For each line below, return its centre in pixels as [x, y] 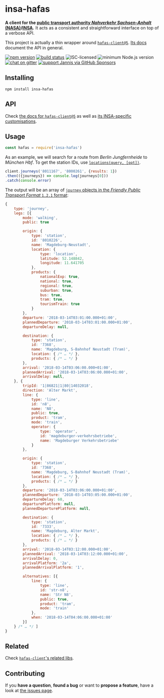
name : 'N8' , [43, 409]
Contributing [25, 673]
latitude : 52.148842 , [62, 258]
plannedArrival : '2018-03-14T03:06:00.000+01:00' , [75, 372]
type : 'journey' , [32, 209]
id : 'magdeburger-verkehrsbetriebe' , [79, 436]
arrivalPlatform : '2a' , [47, 563]
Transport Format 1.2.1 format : [37, 195]
